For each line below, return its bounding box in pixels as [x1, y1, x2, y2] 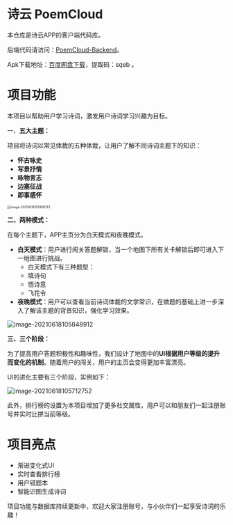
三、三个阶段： [7, 334, 50, 343]
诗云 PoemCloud [7, 6, 103, 22]
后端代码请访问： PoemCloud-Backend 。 [7, 45, 123, 54]
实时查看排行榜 [17, 469, 60, 478]
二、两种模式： [7, 215, 50, 224]
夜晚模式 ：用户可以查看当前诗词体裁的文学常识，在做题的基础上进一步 [17, 297, 218, 306]
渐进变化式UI [17, 461, 54, 469]
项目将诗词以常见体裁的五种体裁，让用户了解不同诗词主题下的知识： [7, 141, 202, 150]
